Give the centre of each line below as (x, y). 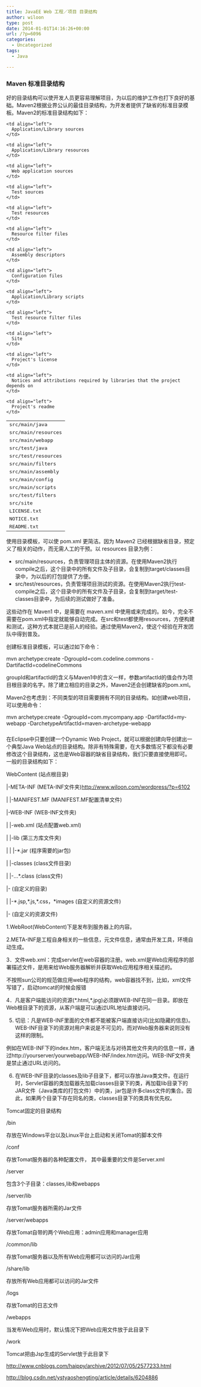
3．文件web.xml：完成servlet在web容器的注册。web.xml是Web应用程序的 (98, 959)
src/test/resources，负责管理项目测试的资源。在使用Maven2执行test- (100, 583)
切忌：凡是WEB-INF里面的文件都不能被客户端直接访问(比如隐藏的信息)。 (104, 1020)
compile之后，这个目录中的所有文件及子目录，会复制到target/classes (100, 568)
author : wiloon (25, 17)
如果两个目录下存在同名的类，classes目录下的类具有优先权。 (100, 1098)
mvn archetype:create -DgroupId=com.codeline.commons (78, 658)
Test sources (28, 192)
